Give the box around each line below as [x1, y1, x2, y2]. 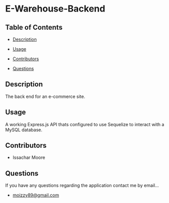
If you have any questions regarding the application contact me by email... [5, 182, 159, 188]
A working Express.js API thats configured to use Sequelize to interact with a [5, 121, 164, 127]
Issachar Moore [12, 154, 45, 161]
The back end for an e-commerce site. [5, 93, 86, 99]
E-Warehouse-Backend [5, 3, 105, 15]
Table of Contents [5, 23, 63, 32]
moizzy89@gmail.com [12, 192, 60, 198]
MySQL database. [5, 127, 43, 133]
